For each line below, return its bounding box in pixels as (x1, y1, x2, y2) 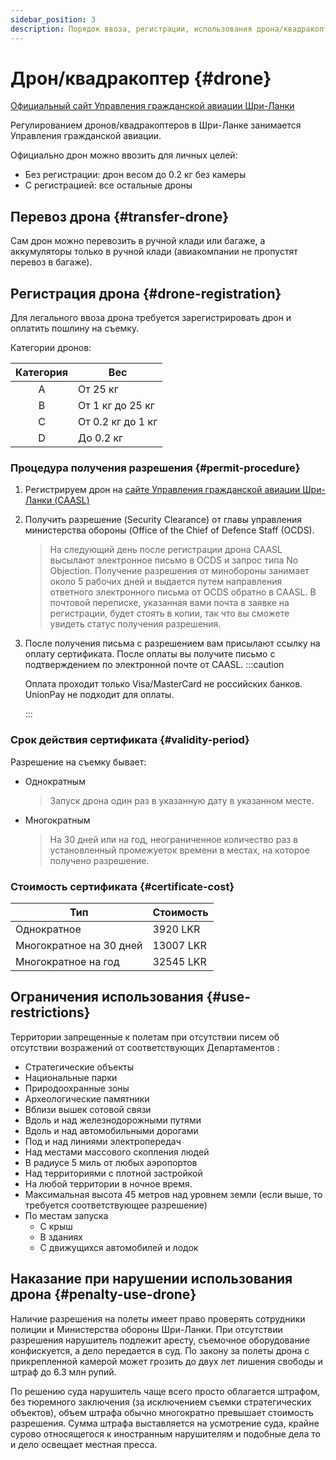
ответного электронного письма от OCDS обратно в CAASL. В (49, 586, 317, 598)
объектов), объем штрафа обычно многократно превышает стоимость (10, 1406, 314, 1418)
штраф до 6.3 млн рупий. (10, 1366, 117, 1378)
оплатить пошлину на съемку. (10, 322, 140, 335)
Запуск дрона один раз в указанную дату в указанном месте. (49, 794, 315, 806)
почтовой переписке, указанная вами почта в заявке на (49, 597, 290, 609)
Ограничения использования (10, 989, 204, 1006)
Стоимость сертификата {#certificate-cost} (10, 879, 235, 893)
